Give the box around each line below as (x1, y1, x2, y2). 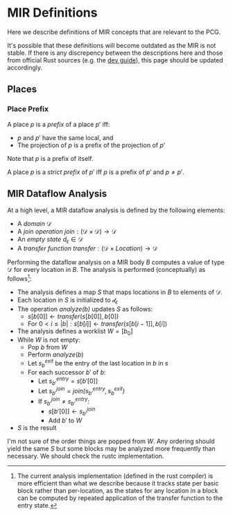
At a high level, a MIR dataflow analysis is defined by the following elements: (7, 206, 225, 214)
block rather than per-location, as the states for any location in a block (17, 486, 218, 495)
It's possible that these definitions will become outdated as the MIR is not (7, 41, 216, 49)
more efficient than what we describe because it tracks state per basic (17, 479, 220, 487)
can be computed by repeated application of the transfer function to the (17, 494, 223, 502)
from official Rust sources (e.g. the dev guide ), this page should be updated (7, 55, 223, 64)
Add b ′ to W (48, 416, 83, 424)
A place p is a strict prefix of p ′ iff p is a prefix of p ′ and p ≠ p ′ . (7, 168, 184, 176)
